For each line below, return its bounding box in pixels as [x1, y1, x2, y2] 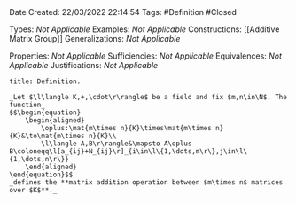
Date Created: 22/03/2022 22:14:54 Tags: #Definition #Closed [9, 7, 238, 17]
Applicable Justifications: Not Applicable [9, 60, 159, 70]
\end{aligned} [25, 162, 77, 171]
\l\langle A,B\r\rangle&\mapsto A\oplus [41, 139, 192, 148]
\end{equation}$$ [9, 170, 74, 179]
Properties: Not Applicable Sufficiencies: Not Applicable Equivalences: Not [9, 51, 282, 61]
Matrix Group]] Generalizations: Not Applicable [9, 34, 181, 43]
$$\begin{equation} [9, 108, 82, 117]
